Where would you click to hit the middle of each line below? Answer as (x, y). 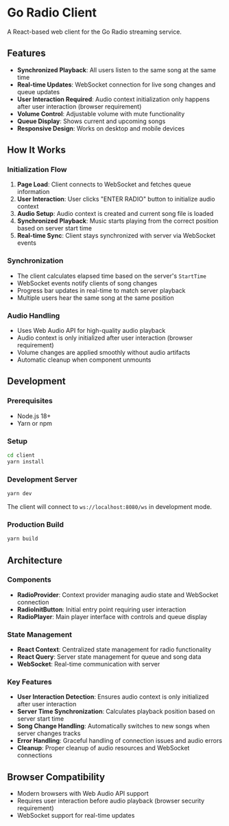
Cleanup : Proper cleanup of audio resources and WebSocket (103, 748)
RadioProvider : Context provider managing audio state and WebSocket (118, 595)
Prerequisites (30, 401)
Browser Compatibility (56, 777)
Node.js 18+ (34, 416)
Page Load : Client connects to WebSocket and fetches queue (104, 184)
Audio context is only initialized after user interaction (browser (105, 338)
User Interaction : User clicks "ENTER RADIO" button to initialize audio (116, 199)
